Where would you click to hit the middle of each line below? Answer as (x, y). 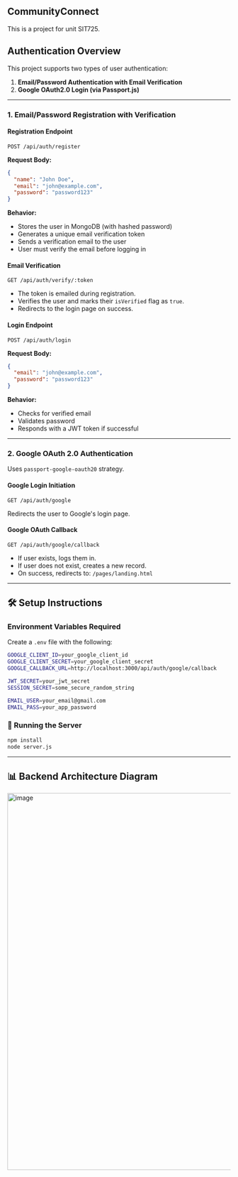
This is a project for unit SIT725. (54, 28)
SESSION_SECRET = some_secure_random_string (71, 688)
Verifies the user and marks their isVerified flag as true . (101, 301)
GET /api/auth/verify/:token (50, 281)
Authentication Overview (64, 51)
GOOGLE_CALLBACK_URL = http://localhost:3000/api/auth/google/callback (112, 668)
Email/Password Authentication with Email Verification (100, 82)
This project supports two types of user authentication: (88, 68)
